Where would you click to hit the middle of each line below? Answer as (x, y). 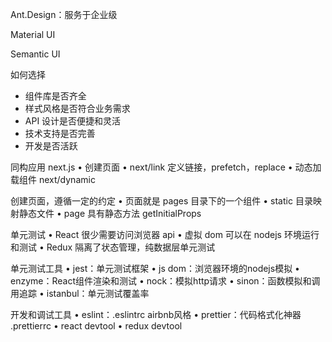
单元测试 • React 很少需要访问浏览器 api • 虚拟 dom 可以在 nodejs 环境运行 (165, 234)
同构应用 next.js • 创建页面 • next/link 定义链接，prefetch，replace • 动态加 (166, 167)
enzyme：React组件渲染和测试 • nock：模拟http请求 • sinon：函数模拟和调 (165, 281)
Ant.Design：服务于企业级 (64, 14)
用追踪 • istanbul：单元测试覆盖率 (80, 293)
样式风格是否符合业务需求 (77, 108)
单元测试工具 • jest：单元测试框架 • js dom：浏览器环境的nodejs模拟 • (155, 268)
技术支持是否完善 (60, 133)
